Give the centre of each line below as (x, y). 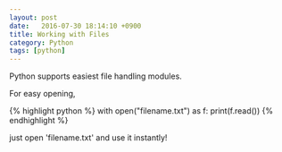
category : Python (41, 42)
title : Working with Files (59, 34)
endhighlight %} (39, 121)
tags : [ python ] (37, 51)
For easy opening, (42, 94)
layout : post (33, 17)
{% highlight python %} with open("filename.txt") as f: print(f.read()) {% (141, 111)
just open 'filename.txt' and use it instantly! (88, 138)
